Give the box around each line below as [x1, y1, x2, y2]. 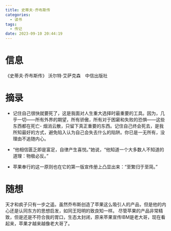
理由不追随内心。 [12, 136, 49, 142]
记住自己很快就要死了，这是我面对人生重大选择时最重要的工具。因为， [12, 110, 161, 116]
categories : [5, 12, 31, 17]
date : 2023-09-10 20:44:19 [5, 31, 63, 36]
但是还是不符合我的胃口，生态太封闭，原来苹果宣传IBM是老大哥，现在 [14, 214, 161, 220]
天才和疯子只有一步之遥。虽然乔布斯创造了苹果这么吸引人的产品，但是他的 [5, 201, 162, 207]
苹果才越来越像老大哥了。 [18, 220, 72, 226]
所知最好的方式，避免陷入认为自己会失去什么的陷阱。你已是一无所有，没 [12, 129, 165, 135]
